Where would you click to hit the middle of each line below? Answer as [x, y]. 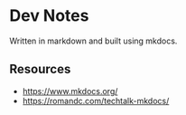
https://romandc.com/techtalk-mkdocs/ [96, 101]
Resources [40, 69]
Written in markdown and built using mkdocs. [93, 41]
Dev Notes [49, 16]
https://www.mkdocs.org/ [70, 91]
